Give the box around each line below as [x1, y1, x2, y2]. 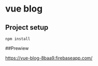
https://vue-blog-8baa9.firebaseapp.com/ [5, 55, 92, 61]
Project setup [5, 23, 49, 32]
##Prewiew [5, 45, 29, 51]
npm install [5, 36, 30, 41]
